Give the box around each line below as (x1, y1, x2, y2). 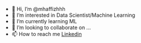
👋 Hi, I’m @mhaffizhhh (11, 6, 66, 12)
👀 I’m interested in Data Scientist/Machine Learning (11, 12, 136, 19)
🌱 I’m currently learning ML (11, 18, 77, 24)
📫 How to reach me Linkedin (11, 31, 82, 37)
